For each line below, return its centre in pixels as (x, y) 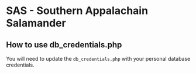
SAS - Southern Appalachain (77, 11)
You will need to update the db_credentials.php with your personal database (98, 59)
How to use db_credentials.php (64, 45)
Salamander (36, 23)
